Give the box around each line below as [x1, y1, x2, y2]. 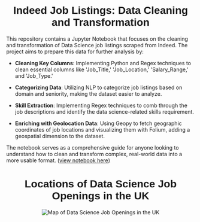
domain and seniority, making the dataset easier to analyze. [14, 90, 162, 97]
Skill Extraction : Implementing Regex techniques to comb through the [14, 102, 187, 109]
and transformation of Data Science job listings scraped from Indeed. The [6, 41, 188, 48]
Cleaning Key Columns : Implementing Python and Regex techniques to [14, 59, 192, 66]
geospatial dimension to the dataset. [14, 132, 105, 139]
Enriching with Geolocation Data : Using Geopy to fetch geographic [14, 120, 183, 127]
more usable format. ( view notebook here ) [6, 157, 111, 164]
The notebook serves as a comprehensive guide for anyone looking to [6, 144, 179, 151]
